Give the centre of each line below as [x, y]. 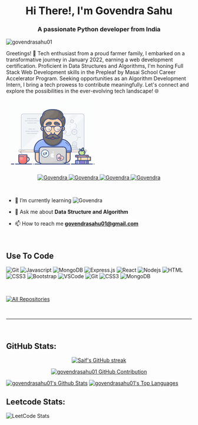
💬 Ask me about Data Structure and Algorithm [71, 212]
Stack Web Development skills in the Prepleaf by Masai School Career [91, 73]
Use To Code [30, 256]
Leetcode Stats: [36, 402]
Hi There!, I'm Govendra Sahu [99, 11]
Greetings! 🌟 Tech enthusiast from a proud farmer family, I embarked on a [95, 54]
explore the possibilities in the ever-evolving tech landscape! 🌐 [82, 91]
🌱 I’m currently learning [43, 200]
